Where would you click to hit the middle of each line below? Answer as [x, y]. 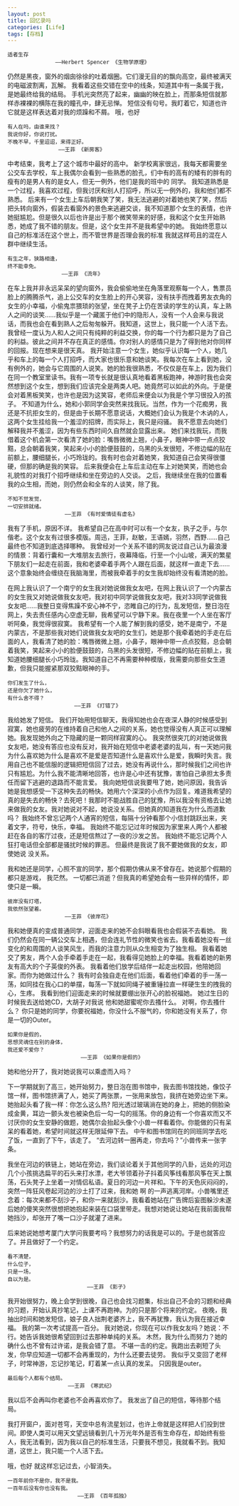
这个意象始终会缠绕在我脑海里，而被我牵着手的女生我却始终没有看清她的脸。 [119, 573]
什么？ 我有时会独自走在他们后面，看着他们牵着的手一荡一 [142, 975]
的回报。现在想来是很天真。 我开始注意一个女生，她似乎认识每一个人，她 [114, 351]
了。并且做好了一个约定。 [45, 1242]
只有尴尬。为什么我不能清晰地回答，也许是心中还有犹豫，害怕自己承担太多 [116, 774]
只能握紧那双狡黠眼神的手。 [73, 668]
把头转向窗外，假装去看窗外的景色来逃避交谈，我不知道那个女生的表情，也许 [119, 208]
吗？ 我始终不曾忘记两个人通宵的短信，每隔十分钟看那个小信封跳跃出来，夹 [117, 818]
